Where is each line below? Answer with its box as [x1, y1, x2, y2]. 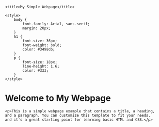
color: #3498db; [22, 47, 55, 52]
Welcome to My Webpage [5, 93, 111, 104]
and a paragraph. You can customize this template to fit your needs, [5, 113, 151, 118]
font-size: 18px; [22, 60, 57, 64]
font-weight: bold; [22, 43, 62, 48]
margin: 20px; [22, 26, 51, 31]
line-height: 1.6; [22, 64, 60, 69]
